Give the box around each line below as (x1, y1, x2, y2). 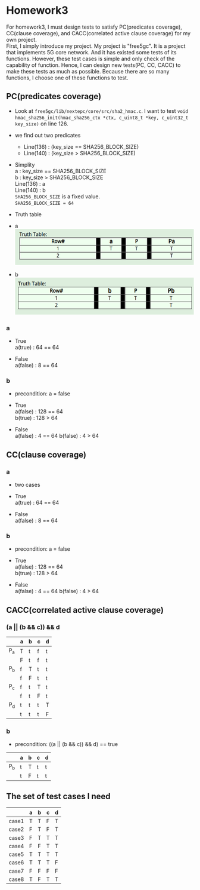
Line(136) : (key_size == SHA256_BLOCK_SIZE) (23, 143, 139, 150)
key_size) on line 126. (14, 120, 68, 127)
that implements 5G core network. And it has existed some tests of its (6, 48, 177, 56)
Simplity (14, 161, 35, 168)
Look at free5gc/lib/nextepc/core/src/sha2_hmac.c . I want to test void (14, 107, 189, 114)
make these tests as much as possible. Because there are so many (6, 67, 170, 75)
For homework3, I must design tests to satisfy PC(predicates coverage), (6, 23, 183, 30)
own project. (6, 36, 37, 43)
